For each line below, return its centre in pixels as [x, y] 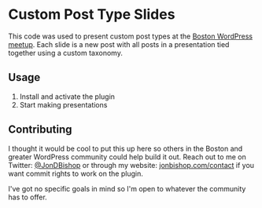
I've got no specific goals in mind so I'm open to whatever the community [127, 188]
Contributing [40, 130]
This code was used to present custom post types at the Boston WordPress [131, 36]
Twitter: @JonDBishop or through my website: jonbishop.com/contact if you [131, 165]
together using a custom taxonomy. [66, 53]
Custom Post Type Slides [92, 15]
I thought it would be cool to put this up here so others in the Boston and [125, 148]
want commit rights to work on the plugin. [76, 173]
